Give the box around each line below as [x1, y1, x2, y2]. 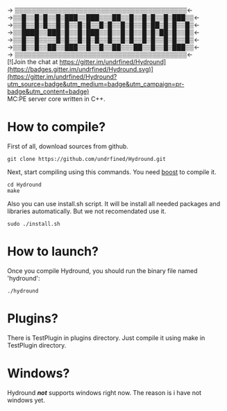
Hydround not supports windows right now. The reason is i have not [7, 388, 202, 396]
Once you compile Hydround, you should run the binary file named [7, 266, 198, 274]
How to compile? [7, 119, 106, 135]
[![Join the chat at [7, 58, 58, 65]
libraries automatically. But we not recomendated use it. [7, 207, 167, 215]
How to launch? [7, 244, 99, 260]
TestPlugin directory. [7, 341, 67, 349]
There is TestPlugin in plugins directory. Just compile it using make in [7, 334, 205, 342]
